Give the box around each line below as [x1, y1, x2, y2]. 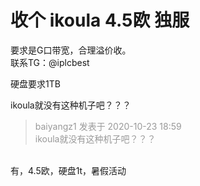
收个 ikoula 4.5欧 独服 [10, 9, 190, 32]
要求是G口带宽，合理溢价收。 [10, 44, 132, 56]
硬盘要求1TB [10, 77, 61, 90]
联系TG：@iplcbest [10, 56, 90, 68]
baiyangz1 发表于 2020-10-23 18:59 [34, 120, 182, 132]
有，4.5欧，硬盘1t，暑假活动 [10, 164, 127, 176]
